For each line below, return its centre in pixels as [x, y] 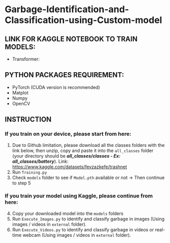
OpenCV [21, 103]
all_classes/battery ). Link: [40, 161]
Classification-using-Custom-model [83, 20]
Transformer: [26, 59]
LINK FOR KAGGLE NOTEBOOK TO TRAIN [71, 39]
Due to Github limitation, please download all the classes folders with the [88, 145]
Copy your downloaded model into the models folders [68, 213]
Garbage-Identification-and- [67, 9]
